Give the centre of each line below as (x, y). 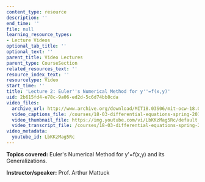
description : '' (27, 18)
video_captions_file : (39, 114)
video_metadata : (27, 131)
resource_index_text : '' (38, 75)
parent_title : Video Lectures (45, 57)
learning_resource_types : (39, 35)
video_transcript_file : (42, 126)
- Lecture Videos (28, 40)
